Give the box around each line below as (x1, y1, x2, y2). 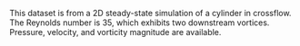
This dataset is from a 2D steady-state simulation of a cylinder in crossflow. (9, 8, 292, 18)
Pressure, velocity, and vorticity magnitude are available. (9, 27, 222, 37)
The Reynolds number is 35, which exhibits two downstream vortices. (9, 17, 270, 28)
